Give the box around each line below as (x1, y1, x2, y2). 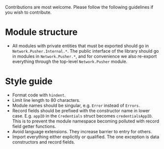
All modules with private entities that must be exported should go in (12, 43, 149, 49)
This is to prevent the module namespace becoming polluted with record (12, 118, 160, 124)
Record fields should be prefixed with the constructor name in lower (12, 108, 150, 114)
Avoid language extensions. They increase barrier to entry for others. (12, 128, 152, 134)
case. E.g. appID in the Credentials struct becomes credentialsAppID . (12, 113, 153, 119)
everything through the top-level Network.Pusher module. (12, 59, 128, 64)
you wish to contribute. (5, 9, 52, 15)
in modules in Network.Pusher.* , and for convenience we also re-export (12, 53, 157, 59)
